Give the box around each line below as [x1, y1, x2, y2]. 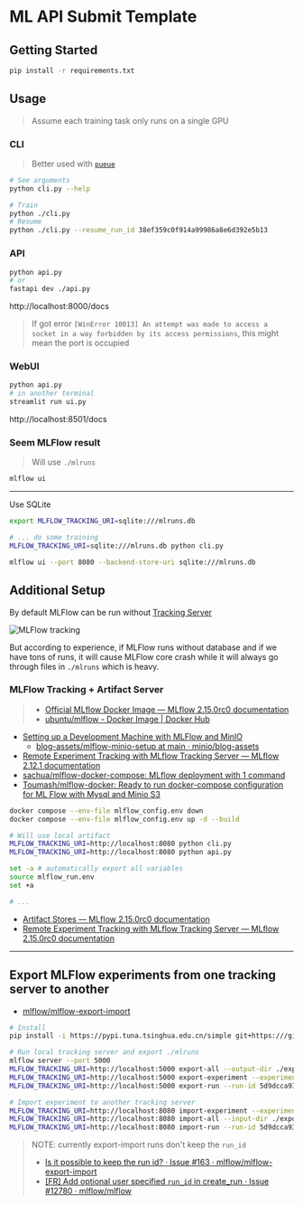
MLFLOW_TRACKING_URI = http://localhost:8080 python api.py [9, 848, 232, 857]
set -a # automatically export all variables [9, 864, 183, 873]
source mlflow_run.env [9, 872, 95, 882]
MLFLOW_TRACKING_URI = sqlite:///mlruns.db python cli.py [9, 541, 224, 551]
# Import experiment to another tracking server [9, 1097, 196, 1106]
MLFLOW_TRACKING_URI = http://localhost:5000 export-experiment [9, 1073, 248, 1082]
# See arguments [9, 175, 70, 184]
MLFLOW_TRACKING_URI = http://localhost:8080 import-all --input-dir [9, 1115, 269, 1124]
